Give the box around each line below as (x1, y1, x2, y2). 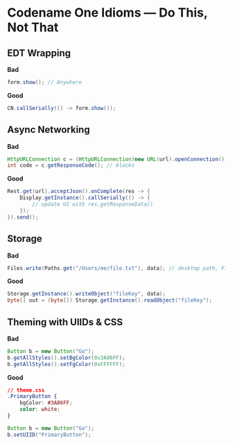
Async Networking (7, 124, 90, 136)
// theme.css (7, 386, 45, 394)
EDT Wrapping (7, 47, 71, 59)
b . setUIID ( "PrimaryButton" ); (7, 431, 92, 438)
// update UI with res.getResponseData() (32, 201, 154, 208)
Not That (7, 19, 59, 35)
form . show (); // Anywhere (7, 79, 82, 86)
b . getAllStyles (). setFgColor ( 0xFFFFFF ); (7, 361, 126, 367)
